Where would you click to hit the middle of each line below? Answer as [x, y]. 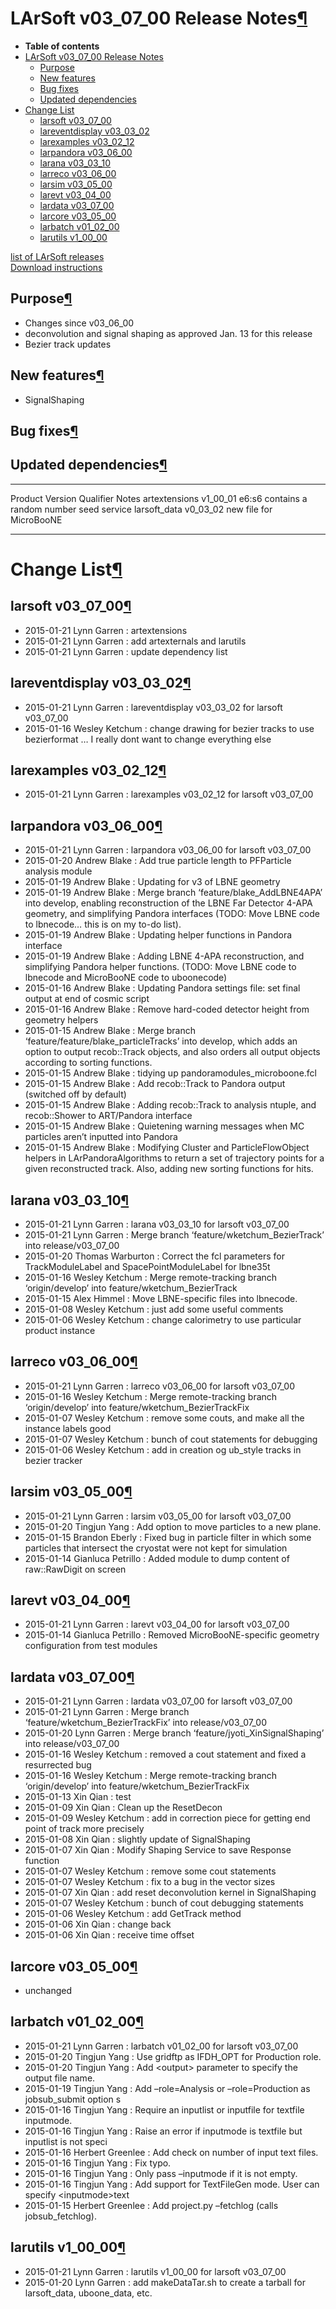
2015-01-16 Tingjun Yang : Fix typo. [98, 2163]
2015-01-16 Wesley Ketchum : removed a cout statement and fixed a [165, 1754]
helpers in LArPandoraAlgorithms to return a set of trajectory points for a [174, 1158]
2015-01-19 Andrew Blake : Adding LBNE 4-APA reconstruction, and [164, 956]
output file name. [60, 2078]
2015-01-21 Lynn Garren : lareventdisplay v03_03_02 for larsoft [153, 707]
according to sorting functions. [88, 1063]
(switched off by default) [75, 1094]
